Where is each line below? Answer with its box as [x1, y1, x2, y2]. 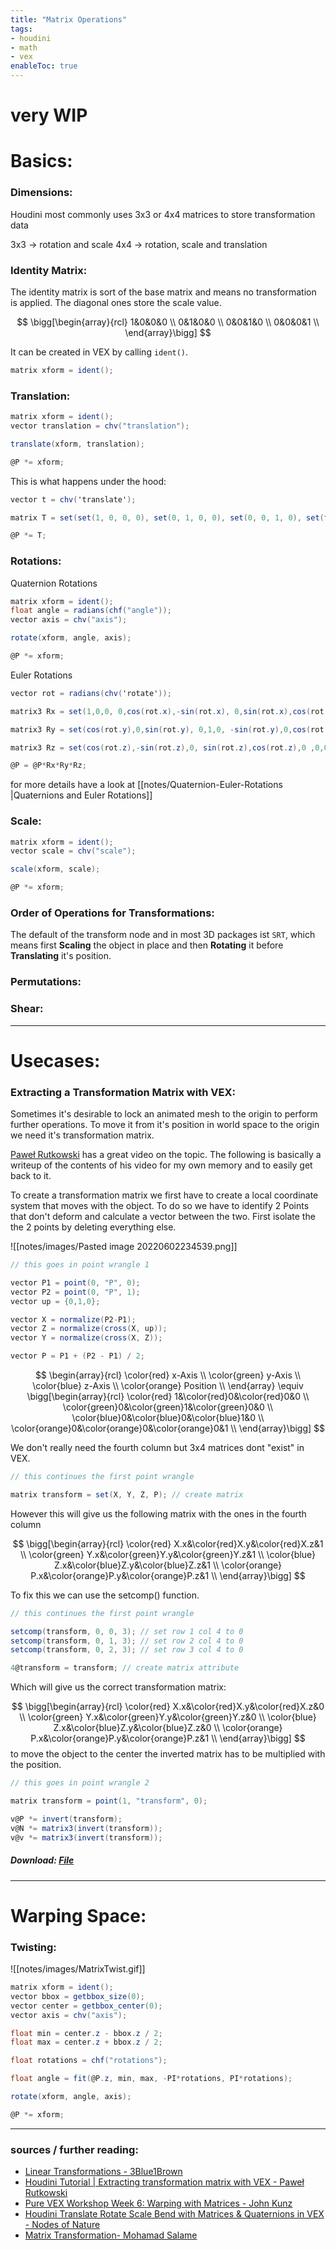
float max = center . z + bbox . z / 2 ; [10, 2037, 163, 2048]
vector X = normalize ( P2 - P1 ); [10, 1314, 137, 1325]
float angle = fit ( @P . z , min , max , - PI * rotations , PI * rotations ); [10, 2074, 293, 2084]
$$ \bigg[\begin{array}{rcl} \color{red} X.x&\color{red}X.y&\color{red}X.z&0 [11, 1701, 325, 1713]
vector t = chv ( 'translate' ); [10, 494, 137, 505]
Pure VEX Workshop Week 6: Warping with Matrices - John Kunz [24, 2197, 293, 2210]
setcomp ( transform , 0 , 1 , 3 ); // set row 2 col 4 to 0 [10, 1636, 244, 1646]
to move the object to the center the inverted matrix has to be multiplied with [10, 1748, 326, 1760]
